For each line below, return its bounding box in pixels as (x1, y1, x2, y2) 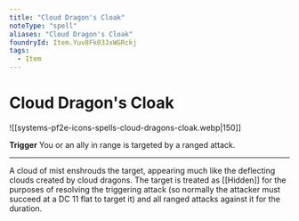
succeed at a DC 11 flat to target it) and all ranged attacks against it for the (9, 193, 280, 204)
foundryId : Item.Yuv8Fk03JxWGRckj (9, 37, 138, 47)
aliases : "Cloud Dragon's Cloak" (9, 29, 133, 38)
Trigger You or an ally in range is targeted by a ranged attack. (9, 139, 236, 150)
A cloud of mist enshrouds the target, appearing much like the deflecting (9, 165, 276, 176)
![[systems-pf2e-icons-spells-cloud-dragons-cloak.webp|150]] (9, 122, 242, 133)
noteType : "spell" (9, 21, 77, 30)
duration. (9, 202, 43, 214)
